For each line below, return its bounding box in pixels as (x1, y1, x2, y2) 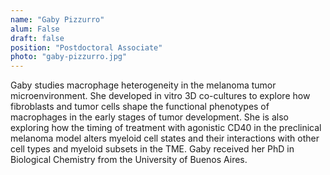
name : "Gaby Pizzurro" (10, 14, 105, 25)
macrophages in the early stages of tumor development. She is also (10, 111, 289, 123)
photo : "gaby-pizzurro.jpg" (10, 52, 128, 62)
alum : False (10, 24, 60, 34)
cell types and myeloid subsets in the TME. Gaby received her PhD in (10, 143, 295, 155)
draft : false (10, 33, 65, 43)
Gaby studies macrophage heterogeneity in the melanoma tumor (10, 79, 277, 91)
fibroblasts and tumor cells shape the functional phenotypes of (10, 101, 270, 113)
